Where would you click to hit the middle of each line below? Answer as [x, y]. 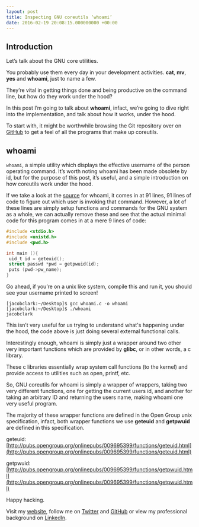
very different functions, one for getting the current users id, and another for [99, 391]
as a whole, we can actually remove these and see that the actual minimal [96, 214]
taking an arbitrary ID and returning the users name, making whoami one [95, 397]
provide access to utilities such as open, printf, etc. [68, 373]
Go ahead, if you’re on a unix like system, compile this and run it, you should [99, 286]
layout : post [22, 12]
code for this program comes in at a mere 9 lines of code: [76, 221]
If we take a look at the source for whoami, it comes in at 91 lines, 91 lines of [99, 195]
